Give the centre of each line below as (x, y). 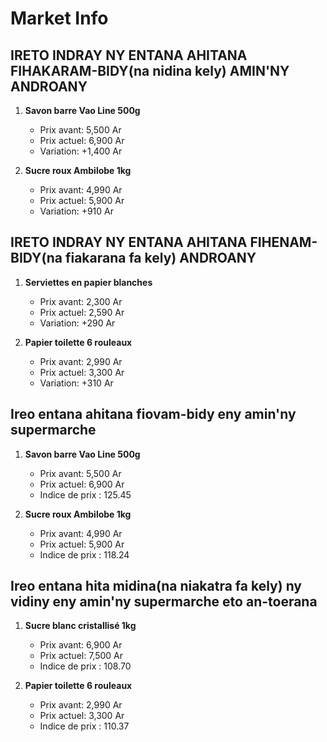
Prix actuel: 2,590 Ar (82, 312)
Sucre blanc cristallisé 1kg (80, 626)
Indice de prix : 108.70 (85, 666)
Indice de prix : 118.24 (84, 554)
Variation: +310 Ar (76, 383)
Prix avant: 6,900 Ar (81, 645)
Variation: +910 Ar (77, 211)
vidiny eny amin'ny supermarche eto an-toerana (164, 602)
